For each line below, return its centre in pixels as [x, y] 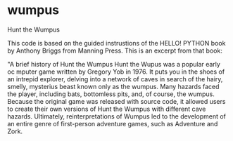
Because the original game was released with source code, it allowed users [116, 101]
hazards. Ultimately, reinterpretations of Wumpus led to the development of [117, 116]
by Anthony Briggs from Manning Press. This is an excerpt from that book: [115, 51]
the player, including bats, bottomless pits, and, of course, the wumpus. [111, 94]
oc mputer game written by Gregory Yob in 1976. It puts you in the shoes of [116, 72]
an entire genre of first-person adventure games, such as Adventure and [113, 123]
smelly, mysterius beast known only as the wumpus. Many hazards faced [113, 86]
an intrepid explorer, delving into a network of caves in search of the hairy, [115, 79]
